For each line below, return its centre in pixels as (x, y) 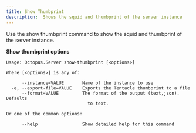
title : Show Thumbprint (35, 11)
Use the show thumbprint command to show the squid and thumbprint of (94, 34)
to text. (98, 104)
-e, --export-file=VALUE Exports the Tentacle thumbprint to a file (101, 88)
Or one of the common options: (44, 114)
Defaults (17, 98)
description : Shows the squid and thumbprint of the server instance (94, 17)
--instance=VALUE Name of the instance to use (87, 83)
